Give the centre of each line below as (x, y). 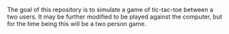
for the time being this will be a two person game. (77, 24)
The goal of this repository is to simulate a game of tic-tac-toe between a (110, 10)
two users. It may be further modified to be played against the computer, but (114, 17)
